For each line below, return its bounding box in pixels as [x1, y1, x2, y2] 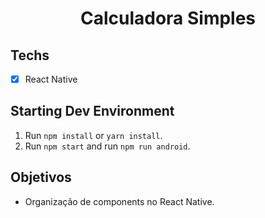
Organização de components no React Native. [24, 195, 215, 207]
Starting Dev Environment [10, 103, 175, 120]
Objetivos [10, 169, 72, 186]
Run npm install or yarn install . [24, 129, 163, 141]
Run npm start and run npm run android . [24, 140, 191, 152]
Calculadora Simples [79, 7, 257, 30]
